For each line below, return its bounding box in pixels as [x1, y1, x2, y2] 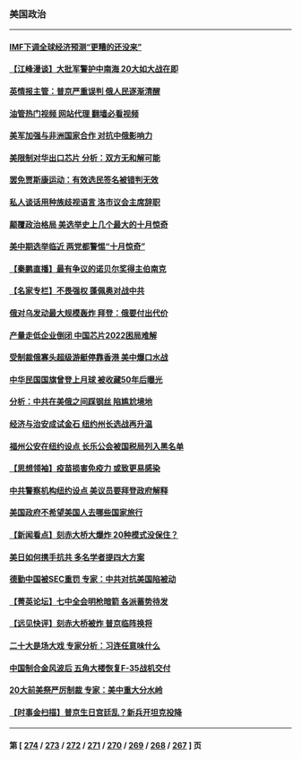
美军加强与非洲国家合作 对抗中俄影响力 [9, 130, 153, 141]
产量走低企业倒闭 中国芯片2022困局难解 [9, 330, 158, 341]
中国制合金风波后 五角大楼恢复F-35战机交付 [9, 662, 171, 673]
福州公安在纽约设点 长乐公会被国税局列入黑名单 [9, 441, 185, 452]
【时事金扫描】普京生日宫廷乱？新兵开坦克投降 [9, 706, 182, 718]
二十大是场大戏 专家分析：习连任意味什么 [9, 640, 161, 651]
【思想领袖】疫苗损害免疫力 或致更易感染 [9, 463, 161, 474]
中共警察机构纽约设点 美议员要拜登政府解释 [9, 485, 168, 496]
